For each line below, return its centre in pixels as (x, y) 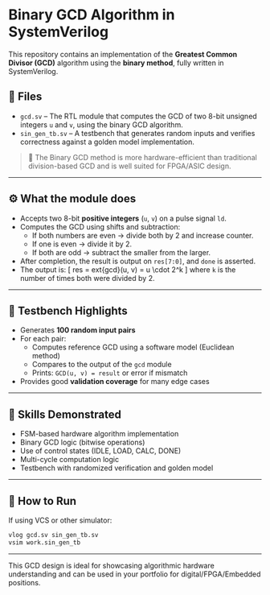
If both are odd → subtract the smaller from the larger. (121, 252)
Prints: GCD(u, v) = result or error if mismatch (110, 373)
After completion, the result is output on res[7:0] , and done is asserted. (137, 261)
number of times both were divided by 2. (87, 278)
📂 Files (25, 97)
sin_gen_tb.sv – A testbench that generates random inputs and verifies (137, 133)
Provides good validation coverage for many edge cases (115, 382)
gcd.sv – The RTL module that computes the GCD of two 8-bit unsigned (138, 116)
